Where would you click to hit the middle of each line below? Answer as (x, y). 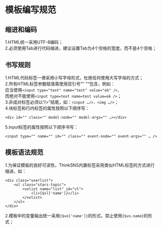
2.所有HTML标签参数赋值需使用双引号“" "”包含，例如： (60, 84)
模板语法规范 (24, 152)
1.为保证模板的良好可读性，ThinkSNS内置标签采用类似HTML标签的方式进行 (80, 165)
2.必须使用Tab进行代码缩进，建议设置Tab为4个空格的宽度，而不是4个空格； (81, 48)
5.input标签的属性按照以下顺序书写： (42, 127)
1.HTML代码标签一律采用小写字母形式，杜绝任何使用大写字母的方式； (74, 77)
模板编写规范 (31, 10)
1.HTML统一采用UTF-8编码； (34, 42)
